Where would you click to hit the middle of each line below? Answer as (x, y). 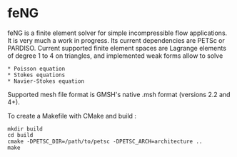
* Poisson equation (36, 69)
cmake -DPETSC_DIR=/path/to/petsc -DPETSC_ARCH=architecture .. (105, 141)
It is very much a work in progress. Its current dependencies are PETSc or (116, 40)
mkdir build (25, 129)
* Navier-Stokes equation (46, 81)
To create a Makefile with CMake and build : (72, 116)
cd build (20, 135)
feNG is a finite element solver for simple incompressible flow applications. (117, 33)
